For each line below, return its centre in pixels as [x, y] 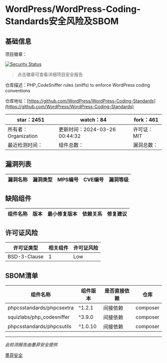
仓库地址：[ [17, 101]
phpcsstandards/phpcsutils [40, 327]
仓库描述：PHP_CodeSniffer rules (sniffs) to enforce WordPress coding [78, 85]
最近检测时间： [25, 145]
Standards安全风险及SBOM [62, 21]
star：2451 [31, 120]
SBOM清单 [22, 275]
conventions [18, 91]
